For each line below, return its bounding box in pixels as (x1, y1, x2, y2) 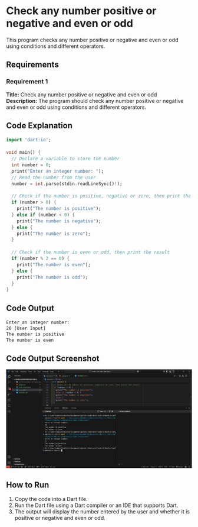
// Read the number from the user (11, 174, 96, 180)
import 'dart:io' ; (6, 137, 51, 143)
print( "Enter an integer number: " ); (11, 168, 104, 174)
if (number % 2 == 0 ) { (11, 256, 70, 261)
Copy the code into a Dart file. (14, 496, 88, 503)
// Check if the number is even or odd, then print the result (11, 250, 170, 256)
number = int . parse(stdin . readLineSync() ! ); (11, 180, 123, 187)
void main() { (6, 150, 41, 156)
